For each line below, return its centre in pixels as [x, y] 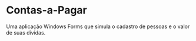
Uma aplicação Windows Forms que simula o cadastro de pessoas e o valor [98, 26]
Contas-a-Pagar [46, 10]
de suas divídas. [26, 32]
